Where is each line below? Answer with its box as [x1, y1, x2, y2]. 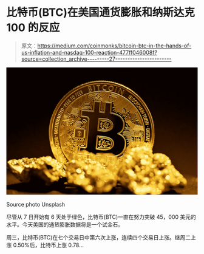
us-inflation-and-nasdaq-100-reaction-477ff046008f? [21, 49, 158, 56]
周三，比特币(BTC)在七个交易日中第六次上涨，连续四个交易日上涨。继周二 [6, 233, 191, 241]
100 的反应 [6, 21, 60, 35]
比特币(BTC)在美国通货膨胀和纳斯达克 [6, 5, 195, 19]
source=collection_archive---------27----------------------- [21, 55, 172, 63]
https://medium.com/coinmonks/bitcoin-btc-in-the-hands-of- [37, 42, 192, 49]
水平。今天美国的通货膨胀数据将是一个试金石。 [6, 221, 123, 228]
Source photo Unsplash [6, 201, 66, 208]
